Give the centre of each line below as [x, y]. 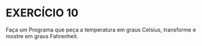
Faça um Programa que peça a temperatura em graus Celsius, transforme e [101, 30]
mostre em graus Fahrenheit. [42, 36]
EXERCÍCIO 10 [42, 13]
